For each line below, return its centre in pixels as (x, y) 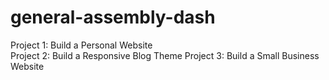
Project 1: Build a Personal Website (81, 45)
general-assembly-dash (113, 17)
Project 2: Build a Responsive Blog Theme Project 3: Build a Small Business (165, 55)
